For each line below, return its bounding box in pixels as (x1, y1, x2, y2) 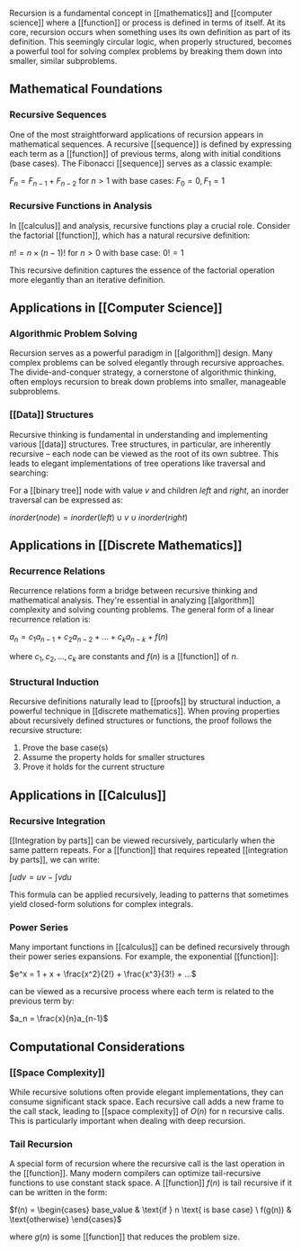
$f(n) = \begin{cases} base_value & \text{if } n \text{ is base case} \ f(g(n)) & (9, 1204, 292, 1215)
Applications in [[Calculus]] (9, 787, 167, 802)
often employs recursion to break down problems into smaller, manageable (9, 376, 287, 387)
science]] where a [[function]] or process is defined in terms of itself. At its (9, 17, 286, 28)
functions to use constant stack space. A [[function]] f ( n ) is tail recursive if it (9, 1177, 292, 1188)
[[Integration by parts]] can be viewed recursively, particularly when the (9, 835, 276, 846)
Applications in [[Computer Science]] (9, 301, 223, 316)
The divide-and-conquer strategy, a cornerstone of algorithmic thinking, (9, 367, 277, 377)
